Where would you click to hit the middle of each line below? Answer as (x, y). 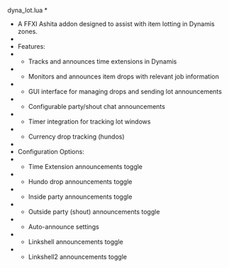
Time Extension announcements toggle (85, 167)
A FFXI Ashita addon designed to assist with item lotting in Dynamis (116, 24)
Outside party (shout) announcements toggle (94, 212)
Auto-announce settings (63, 227)
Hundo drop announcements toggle (80, 182)
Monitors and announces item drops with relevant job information (124, 76)
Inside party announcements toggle (80, 197)
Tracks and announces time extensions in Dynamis (102, 62)
